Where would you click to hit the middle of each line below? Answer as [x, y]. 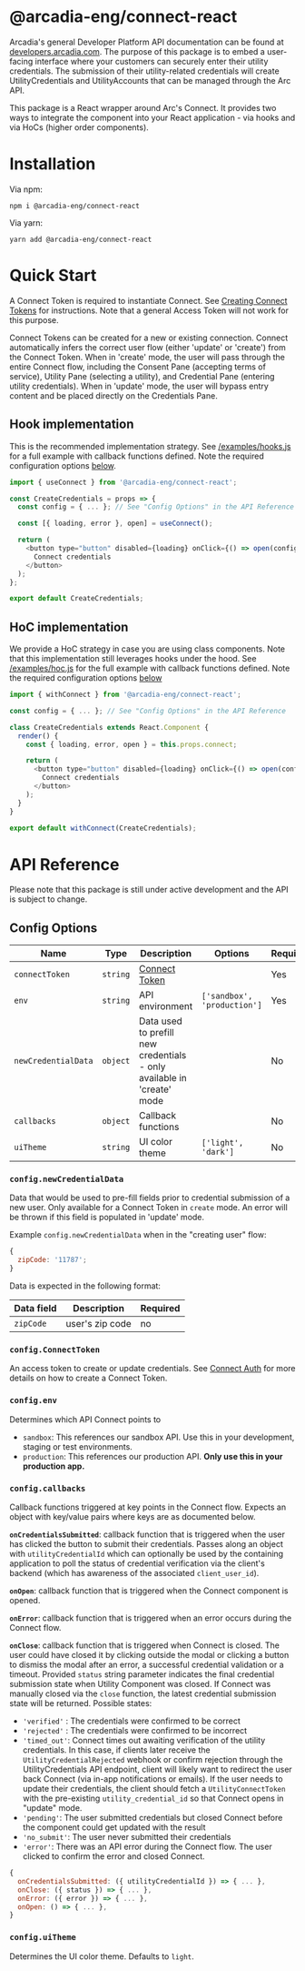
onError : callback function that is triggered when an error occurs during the [151, 1618]
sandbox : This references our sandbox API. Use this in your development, [158, 1437]
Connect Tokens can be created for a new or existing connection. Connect [149, 338]
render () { [38, 736]
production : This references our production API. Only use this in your [152, 1456]
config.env [33, 1400]
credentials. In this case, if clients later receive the [116, 1750]
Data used [161, 1021]
